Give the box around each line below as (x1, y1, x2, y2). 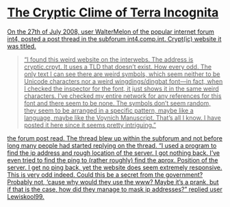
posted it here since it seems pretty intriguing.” (23, 121, 156, 129)
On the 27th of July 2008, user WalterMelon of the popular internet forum (7, 27, 214, 36)
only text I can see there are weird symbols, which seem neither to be (23, 70, 220, 78)
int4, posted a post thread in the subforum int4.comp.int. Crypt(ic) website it (7, 34, 222, 42)
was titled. (7, 42, 36, 50)
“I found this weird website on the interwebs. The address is (23, 55, 194, 63)
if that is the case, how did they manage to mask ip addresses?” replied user (7, 185, 222, 193)
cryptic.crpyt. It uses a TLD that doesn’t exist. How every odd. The (23, 62, 212, 71)
